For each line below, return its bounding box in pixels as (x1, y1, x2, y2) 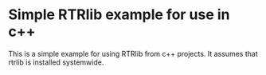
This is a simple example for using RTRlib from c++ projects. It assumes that (8, 49, 258, 58)
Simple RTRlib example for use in (8, 6, 230, 24)
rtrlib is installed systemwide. (8, 57, 104, 67)
